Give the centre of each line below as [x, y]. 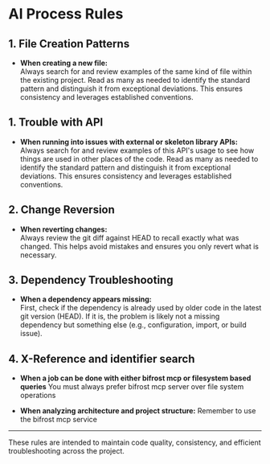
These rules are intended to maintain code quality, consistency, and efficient [135, 442]
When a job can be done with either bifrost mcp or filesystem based [135, 378]
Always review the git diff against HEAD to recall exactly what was [129, 237]
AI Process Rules [66, 14]
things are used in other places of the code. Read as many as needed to [139, 158]
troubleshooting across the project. [66, 451]
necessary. [38, 255]
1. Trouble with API [56, 123]
